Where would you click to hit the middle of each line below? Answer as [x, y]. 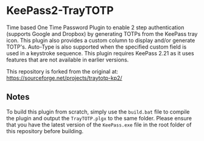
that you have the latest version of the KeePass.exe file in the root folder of [99, 125]
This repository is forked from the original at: [62, 71]
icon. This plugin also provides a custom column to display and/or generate [101, 40]
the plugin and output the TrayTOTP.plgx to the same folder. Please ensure [99, 118]
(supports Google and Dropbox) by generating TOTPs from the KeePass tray [102, 33]
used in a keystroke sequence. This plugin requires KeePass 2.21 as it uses [100, 53]
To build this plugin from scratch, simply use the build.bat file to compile [98, 112]
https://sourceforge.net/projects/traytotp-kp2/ [65, 78]
